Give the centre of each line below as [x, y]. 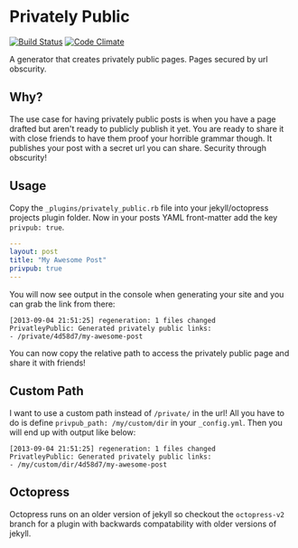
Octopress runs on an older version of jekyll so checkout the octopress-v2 [147, 514]
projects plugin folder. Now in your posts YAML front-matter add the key [144, 217]
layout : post [34, 252]
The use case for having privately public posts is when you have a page [143, 118]
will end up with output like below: [73, 432]
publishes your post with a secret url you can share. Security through [138, 147]
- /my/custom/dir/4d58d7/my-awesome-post [88, 464]
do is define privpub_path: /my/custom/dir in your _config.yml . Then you [146, 422]
